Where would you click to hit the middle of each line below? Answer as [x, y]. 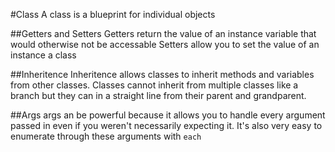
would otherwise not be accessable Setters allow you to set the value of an [165, 44]
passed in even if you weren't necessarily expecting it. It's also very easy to [166, 125]
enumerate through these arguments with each [106, 136]
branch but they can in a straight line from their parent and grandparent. [158, 95]
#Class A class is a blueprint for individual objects [113, 14]
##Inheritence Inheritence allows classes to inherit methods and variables [162, 74]
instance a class [43, 55]
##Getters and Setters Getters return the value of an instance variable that [163, 33]
